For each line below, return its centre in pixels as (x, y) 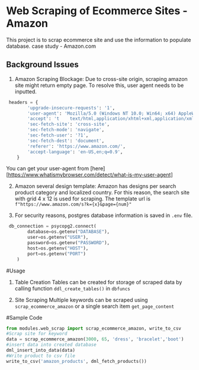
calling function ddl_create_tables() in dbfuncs (72, 288)
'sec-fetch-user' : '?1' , (58, 135)
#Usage (16, 271)
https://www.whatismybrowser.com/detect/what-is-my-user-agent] (90, 175)
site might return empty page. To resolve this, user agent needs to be (99, 85)
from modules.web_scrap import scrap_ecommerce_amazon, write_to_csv (94, 328)
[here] (98, 168)
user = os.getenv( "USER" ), (58, 238)
